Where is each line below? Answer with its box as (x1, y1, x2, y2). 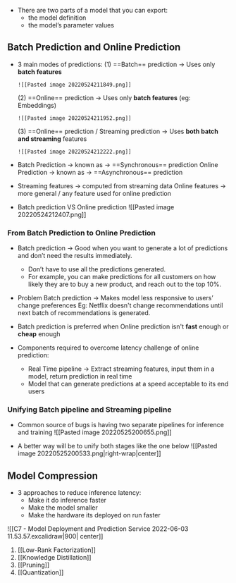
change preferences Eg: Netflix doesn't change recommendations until (17, 301, 223, 309)
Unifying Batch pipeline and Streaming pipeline (7, 405, 172, 415)
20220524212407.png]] (17, 210, 87, 219)
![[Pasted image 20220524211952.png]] (17, 114, 132, 122)
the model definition (27, 13, 87, 22)
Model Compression (7, 470, 99, 481)
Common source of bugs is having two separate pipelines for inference (17, 421, 224, 429)
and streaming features (17, 134, 87, 143)
